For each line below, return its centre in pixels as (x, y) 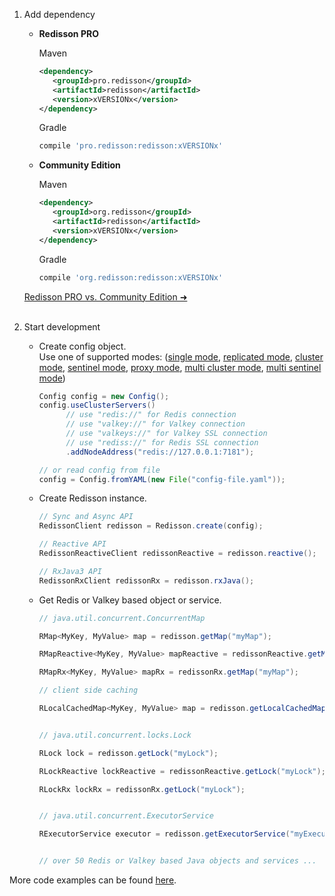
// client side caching (88, 690)
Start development (62, 326)
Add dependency (59, 14)
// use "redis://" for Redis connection (151, 415)
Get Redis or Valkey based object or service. (130, 600)
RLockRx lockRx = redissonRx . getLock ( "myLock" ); (142, 789)
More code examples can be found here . (93, 880)
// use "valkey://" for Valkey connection (155, 424)
